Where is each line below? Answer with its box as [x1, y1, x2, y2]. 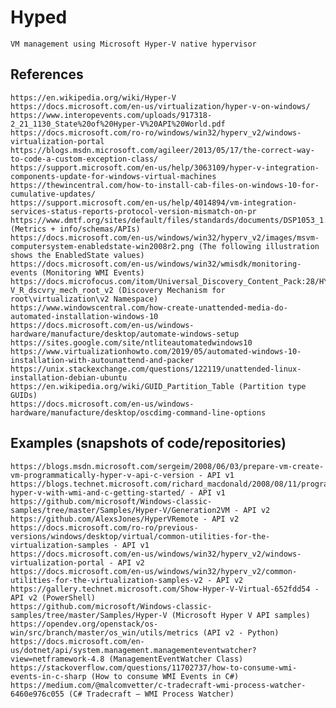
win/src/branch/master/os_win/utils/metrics [10, 627, 199, 638]
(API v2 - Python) [202, 627, 280, 638]
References [10, 66, 84, 83]
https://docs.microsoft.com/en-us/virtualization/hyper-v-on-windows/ [10, 101, 311, 111]
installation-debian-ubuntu [10, 372, 128, 383]
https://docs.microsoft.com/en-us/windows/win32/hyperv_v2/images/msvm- [10, 232, 320, 243]
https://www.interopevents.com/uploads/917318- [10, 110, 213, 120]
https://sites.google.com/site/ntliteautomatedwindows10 [10, 337, 253, 348]
